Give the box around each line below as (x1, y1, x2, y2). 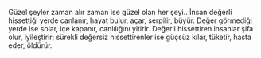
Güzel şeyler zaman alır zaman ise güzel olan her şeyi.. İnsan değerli (8, 8, 232, 16)
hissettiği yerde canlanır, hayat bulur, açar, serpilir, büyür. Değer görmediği (8, 16, 252, 25)
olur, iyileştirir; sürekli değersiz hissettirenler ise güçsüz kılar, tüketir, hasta (8, 32, 252, 42)
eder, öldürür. (8, 41, 53, 50)
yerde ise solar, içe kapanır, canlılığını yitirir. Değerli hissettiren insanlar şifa (8, 24, 254, 33)
